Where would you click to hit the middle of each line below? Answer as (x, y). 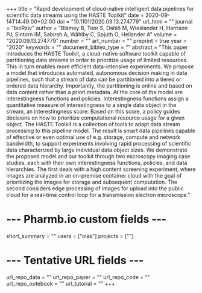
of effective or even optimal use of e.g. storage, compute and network (93, 137)
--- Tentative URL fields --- (75, 261)
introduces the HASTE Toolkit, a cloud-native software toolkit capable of (96, 53)
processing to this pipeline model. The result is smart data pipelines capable (101, 130)
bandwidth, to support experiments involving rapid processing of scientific (99, 143)
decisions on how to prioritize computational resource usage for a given (96, 118)
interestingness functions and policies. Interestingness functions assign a (97, 98)
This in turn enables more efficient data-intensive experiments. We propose (100, 66)
